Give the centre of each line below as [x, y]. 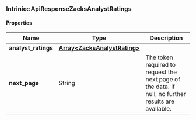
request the [161, 72]
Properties [19, 23]
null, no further [166, 94]
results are [160, 101]
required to [161, 65]
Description [166, 38]
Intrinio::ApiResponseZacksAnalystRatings [69, 9]
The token [159, 57]
